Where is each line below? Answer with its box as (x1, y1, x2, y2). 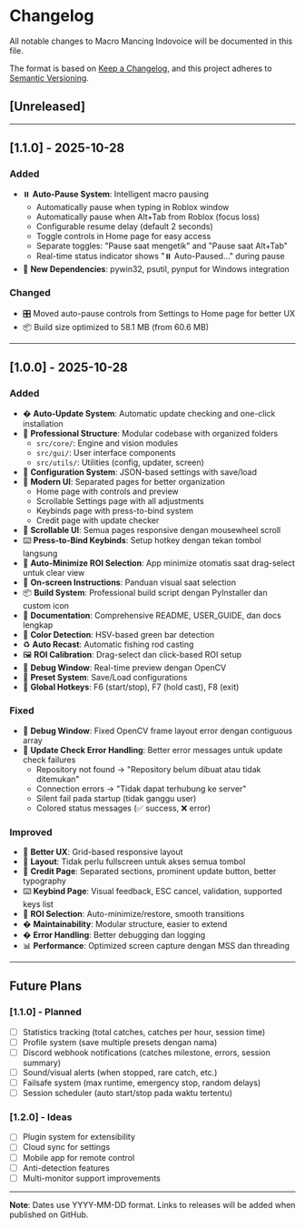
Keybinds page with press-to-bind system (35, 506, 193, 517)
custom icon (22, 600, 70, 611)
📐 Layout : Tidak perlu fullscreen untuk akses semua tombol (22, 856, 246, 867)
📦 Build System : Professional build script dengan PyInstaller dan (22, 588, 268, 599)
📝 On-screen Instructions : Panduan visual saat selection (22, 577, 236, 588)
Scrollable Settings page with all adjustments (35, 496, 204, 507)
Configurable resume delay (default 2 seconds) (35, 221, 213, 232)
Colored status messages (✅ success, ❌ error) (35, 802, 212, 813)
